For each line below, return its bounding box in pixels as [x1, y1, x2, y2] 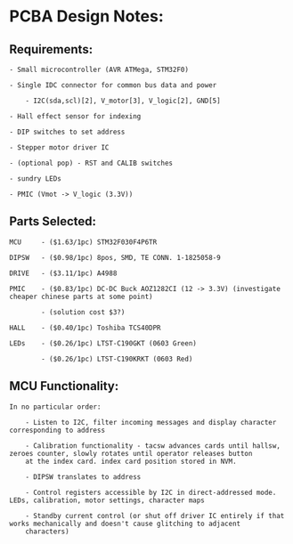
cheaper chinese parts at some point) [9, 292, 153, 301]
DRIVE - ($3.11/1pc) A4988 [9, 269, 118, 278]
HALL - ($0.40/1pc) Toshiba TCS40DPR [9, 323, 162, 332]
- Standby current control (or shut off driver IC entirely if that [25, 511, 285, 520]
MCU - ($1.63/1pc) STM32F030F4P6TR [9, 238, 158, 247]
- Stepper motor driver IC [9, 143, 110, 152]
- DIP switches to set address [9, 127, 126, 136]
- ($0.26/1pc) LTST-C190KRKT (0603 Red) [41, 354, 193, 363]
